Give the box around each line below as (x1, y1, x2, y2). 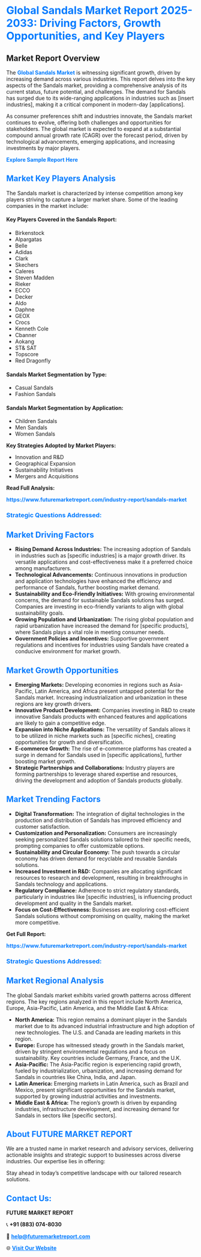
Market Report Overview (6, 53, 100, 63)
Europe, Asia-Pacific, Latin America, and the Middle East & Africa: (6, 1004, 169, 1011)
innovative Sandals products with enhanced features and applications (14, 713, 187, 720)
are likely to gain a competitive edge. (14, 719, 106, 726)
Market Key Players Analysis (6, 174, 116, 184)
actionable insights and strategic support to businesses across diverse (6, 1151, 181, 1158)
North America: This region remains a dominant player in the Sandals (14, 1016, 187, 1023)
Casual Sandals (14, 384, 54, 391)
